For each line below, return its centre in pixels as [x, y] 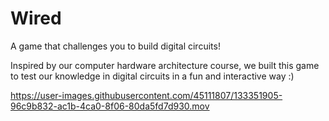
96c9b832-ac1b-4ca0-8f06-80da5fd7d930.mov [110, 106]
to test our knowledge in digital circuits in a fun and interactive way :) [152, 76]
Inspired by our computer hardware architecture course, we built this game [165, 65]
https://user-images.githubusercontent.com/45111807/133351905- [146, 95]
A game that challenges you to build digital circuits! [115, 46]
